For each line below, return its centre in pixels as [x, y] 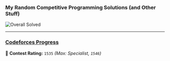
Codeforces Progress [32, 42]
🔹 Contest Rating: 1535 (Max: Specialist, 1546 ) [53, 53]
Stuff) [13, 13]
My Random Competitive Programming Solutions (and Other [80, 7]
